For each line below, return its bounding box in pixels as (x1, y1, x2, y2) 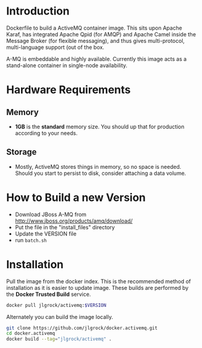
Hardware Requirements (6, 83, 131, 97)
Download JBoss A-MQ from (14, 211, 87, 218)
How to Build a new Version (6, 191, 146, 204)
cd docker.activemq (6, 330, 55, 337)
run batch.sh (14, 236, 47, 243)
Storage (6, 147, 37, 157)
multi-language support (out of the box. (6, 44, 104, 51)
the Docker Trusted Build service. (6, 291, 92, 298)
